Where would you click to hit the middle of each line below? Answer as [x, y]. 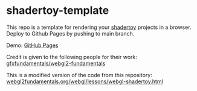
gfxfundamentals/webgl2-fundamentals [56, 63]
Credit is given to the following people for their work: [72, 57]
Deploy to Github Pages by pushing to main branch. [70, 33]
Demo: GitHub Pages [32, 45]
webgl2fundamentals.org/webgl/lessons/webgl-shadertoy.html [85, 81]
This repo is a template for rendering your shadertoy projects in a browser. [99, 27]
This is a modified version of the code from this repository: [79, 75]
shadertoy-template [58, 11]
